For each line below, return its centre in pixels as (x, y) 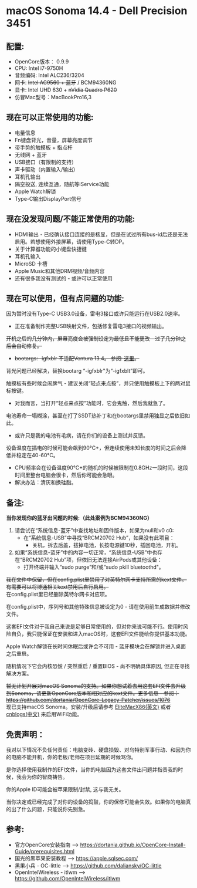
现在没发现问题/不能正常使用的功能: (71, 219)
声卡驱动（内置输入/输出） (46, 169)
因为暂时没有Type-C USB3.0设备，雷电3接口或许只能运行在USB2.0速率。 (95, 314)
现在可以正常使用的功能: (50, 118)
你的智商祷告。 (50, 777)
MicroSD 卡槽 (31, 264)
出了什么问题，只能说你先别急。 (50, 809)
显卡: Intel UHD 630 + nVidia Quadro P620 (66, 90)
